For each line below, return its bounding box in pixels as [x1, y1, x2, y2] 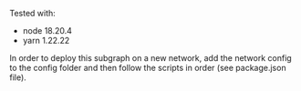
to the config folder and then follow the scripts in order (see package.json [9, 63, 286, 73]
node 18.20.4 [22, 25, 73, 35]
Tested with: [9, 8, 57, 18]
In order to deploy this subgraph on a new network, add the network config [9, 53, 292, 63]
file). [9, 72, 27, 83]
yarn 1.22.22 [22, 35, 70, 45]
